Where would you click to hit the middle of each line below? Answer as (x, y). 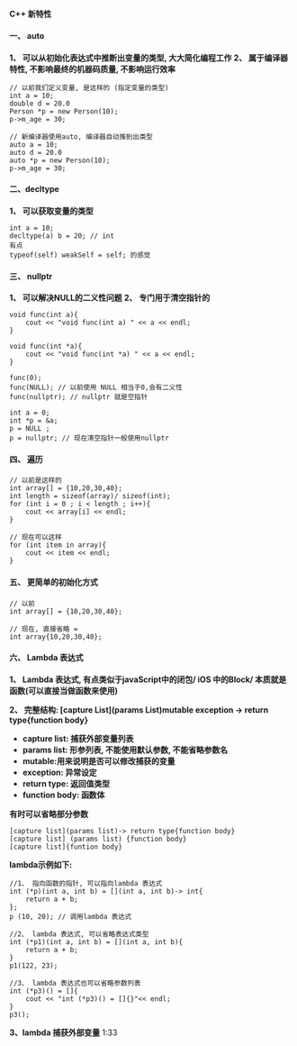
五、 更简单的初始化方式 (54, 582)
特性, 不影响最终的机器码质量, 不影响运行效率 (93, 68)
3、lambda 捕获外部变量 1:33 (63, 1032)
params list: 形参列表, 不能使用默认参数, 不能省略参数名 (125, 750)
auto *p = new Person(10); (60, 160)
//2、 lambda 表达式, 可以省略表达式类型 (79, 934)
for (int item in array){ (58, 545)
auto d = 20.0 (36, 152)
